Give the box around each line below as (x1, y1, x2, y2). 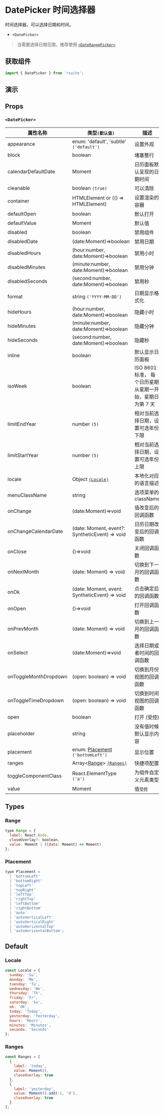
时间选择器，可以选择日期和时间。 (5, 22, 74, 27)
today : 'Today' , (9, 1009, 42, 1014)
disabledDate (7, 238, 38, 245)
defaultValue (7, 219, 37, 226)
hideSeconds (7, 336, 38, 343)
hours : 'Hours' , (9, 1018, 42, 1023)
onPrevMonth (7, 625, 39, 632)
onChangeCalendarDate (7, 528, 63, 534)
